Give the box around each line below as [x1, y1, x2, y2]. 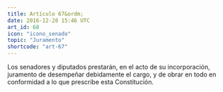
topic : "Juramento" [7, 37, 65, 44]
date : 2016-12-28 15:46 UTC [7, 17, 91, 24]
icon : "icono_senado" [7, 30, 72, 38]
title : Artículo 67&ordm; [7, 10, 84, 18]
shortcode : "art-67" [7, 43, 69, 50]
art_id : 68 [7, 23, 40, 30]
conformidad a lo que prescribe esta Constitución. [7, 78, 154, 86]
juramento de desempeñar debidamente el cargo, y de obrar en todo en [7, 70, 217, 79]
